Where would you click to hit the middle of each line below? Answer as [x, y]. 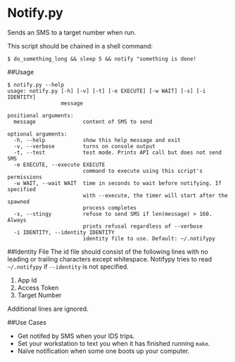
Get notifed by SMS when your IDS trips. [76, 336]
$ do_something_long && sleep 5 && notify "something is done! [102, 59]
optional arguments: [38, 134]
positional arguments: [40, 115]
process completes [110, 208]
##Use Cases [27, 322]
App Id [27, 280]
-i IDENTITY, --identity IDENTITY [64, 232]
